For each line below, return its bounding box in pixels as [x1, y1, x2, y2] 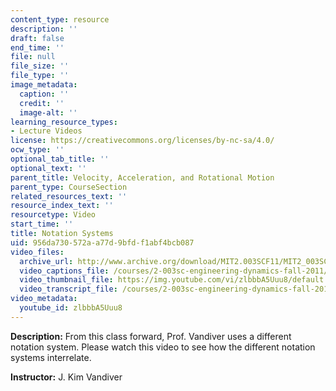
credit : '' [19, 98, 65, 108]
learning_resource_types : [10, 117, 118, 127]
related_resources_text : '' [10, 191, 128, 201]
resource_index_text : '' [10, 201, 114, 211]
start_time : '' [10, 219, 74, 230]
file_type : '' [10, 71, 70, 81]
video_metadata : [10, 294, 78, 304]
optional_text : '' [10, 163, 87, 173]
